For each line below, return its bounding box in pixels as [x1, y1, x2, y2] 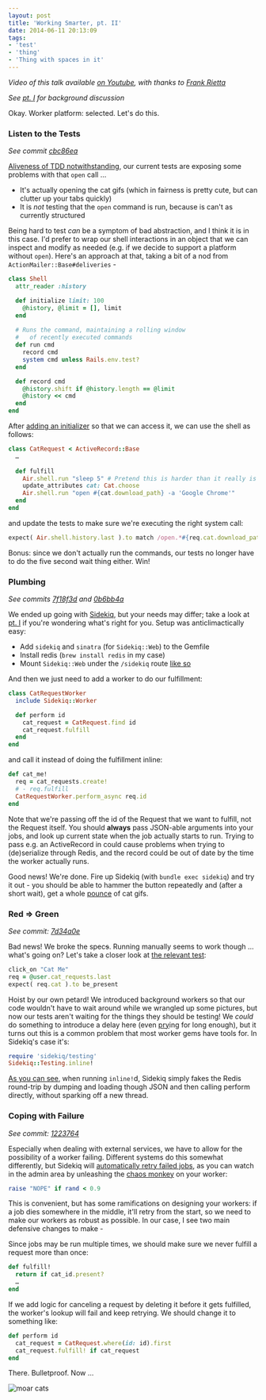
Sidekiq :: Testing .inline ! [8, 1060, 93, 1068]
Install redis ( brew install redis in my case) [19, 650, 165, 660]
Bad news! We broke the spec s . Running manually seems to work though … [8, 942, 255, 951]
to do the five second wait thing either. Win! [8, 556, 150, 566]
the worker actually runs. [8, 856, 89, 865]
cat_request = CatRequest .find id [22, 719, 136, 727]
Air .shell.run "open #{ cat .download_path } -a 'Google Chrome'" [22, 489, 236, 497]
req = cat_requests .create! [15, 778, 108, 786]
